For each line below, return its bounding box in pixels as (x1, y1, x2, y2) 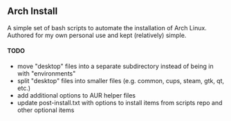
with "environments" (17, 69, 76, 78)
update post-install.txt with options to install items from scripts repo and (17, 99, 223, 107)
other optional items (17, 106, 75, 114)
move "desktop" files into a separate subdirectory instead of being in (17, 62, 214, 71)
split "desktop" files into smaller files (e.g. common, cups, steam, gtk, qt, (17, 77, 225, 85)
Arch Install (7, 5, 58, 17)
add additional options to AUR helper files (17, 91, 136, 100)
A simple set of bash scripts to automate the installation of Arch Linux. (7, 23, 207, 32)
